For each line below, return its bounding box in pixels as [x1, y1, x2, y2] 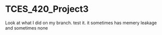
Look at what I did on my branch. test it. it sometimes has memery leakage [5, 20, 157, 26]
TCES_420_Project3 [5, 3, 89, 15]
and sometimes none [5, 25, 48, 31]
